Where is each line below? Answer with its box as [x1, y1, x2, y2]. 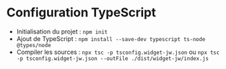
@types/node [16, 42, 51, 49]
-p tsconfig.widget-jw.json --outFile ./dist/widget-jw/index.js [16, 55, 209, 62]
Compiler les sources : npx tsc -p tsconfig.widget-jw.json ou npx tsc [16, 48, 220, 56]
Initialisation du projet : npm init [16, 27, 108, 36]
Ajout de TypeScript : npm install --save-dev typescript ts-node [16, 34, 205, 42]
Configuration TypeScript [6, 5, 156, 20]
